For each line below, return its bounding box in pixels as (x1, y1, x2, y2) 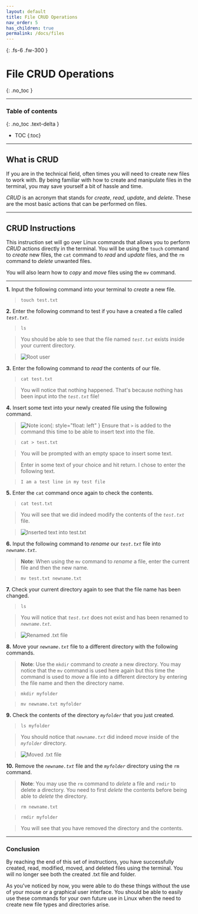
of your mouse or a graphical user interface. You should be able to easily (6, 889, 183, 896)
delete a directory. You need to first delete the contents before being (20, 786, 187, 793)
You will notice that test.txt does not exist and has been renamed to (20, 614, 189, 621)
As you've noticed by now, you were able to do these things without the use (6, 882, 190, 889)
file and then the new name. (20, 564, 88, 571)
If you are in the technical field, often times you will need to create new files (6, 170, 190, 177)
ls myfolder (20, 723, 50, 729)
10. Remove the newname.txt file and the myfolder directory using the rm (6, 762, 180, 770)
